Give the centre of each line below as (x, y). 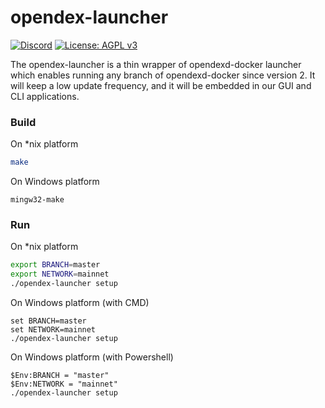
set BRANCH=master (48, 321)
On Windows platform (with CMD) (80, 303)
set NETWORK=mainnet (53, 330)
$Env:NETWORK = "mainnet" (64, 384)
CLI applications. (45, 96)
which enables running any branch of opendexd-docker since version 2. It (163, 75)
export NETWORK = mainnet (60, 274)
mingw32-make (37, 200)
